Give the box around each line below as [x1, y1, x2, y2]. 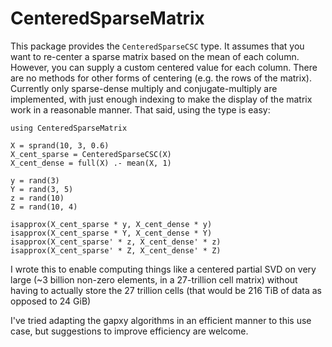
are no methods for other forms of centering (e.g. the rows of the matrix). [10, 72, 312, 84]
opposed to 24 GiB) [10, 295, 92, 307]
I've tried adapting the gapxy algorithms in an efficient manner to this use [10, 314, 312, 326]
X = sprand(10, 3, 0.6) [10, 140, 110, 151]
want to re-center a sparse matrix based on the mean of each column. [10, 50, 300, 62]
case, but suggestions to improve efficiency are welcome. [10, 325, 249, 337]
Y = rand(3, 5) [10, 184, 74, 194]
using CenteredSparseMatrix [10, 123, 128, 133]
